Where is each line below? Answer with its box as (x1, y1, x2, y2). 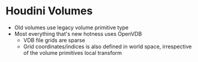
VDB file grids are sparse (23, 36, 85, 44)
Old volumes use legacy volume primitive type (14, 24, 129, 31)
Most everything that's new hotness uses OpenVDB (14, 30, 142, 37)
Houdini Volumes (5, 4, 93, 18)
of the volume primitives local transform (23, 49, 122, 56)
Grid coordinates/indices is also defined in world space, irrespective (23, 43, 192, 50)
